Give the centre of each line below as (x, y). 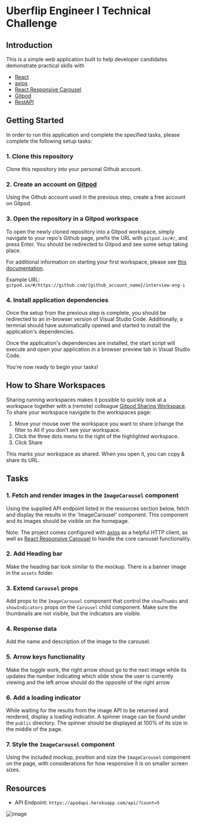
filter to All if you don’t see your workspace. (68, 430)
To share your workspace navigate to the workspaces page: (79, 412)
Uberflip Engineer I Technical (79, 11)
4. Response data (31, 629)
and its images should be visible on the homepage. (68, 521)
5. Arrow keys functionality (46, 657)
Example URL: (23, 279)
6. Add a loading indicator (44, 697)
